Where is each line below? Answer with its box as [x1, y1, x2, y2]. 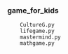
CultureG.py [20, 22, 55, 29]
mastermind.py [20, 34, 61, 41]
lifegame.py [20, 27, 55, 35]
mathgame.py [20, 40, 55, 47]
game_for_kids [7, 6, 59, 15]
